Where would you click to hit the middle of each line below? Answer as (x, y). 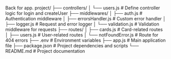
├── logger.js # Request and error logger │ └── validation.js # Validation (82, 24)
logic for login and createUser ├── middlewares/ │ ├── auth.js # (74, 13)
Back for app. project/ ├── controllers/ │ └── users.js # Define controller (83, 8)
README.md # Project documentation (45, 51)
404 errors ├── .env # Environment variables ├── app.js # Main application (86, 40)
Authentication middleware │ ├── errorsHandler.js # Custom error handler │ (86, 19)
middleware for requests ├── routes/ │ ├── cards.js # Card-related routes (84, 29)
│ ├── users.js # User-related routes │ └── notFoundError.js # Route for (82, 35)
